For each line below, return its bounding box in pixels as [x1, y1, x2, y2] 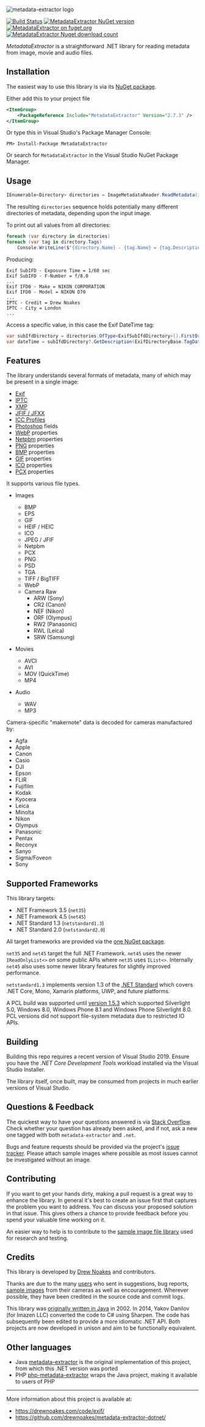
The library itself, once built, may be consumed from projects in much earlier [6, 1077, 199, 1085]
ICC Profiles [15, 416, 46, 423]
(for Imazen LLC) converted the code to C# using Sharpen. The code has [6, 1311, 190, 1319]
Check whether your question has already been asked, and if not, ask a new [6, 1124, 198, 1132]
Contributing [6, 1174, 56, 1184]
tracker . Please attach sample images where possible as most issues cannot [6, 1149, 198, 1157]
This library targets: [6, 895, 56, 902]
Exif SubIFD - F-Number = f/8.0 [6, 273, 88, 279]
